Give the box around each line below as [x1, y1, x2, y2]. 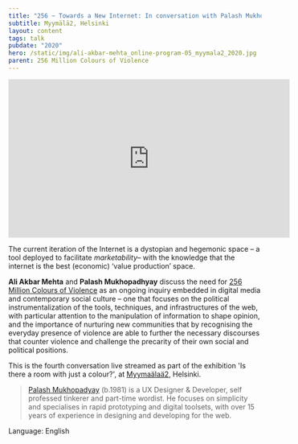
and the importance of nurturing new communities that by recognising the [8, 319, 253, 329]
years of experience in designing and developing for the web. [27, 410, 232, 420]
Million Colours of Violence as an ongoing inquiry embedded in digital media [8, 285, 261, 294]
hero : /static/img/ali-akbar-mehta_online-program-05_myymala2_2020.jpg [8, 49, 257, 57]
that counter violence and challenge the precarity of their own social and [8, 336, 249, 346]
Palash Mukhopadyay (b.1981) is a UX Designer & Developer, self [27, 384, 243, 394]
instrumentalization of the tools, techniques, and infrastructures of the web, [8, 302, 259, 312]
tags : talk [8, 34, 45, 43]
